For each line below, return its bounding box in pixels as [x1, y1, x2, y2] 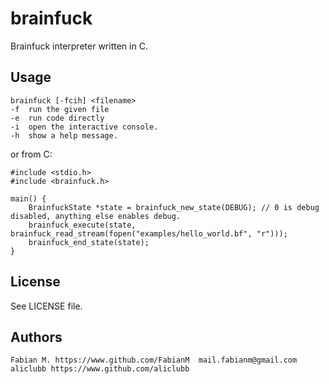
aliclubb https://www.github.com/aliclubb [10, 364, 190, 374]
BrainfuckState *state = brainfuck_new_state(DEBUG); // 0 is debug [28, 202, 320, 212]
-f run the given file [10, 104, 110, 114]
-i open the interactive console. [10, 122, 159, 132]
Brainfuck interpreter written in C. [10, 40, 148, 52]
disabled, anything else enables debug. [10, 211, 182, 221]
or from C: [10, 148, 53, 160]
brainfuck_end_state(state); [28, 237, 150, 247]
